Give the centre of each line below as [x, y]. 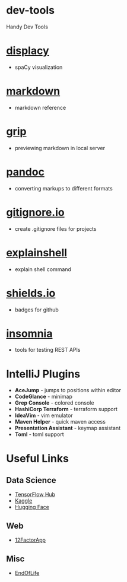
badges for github [37, 310]
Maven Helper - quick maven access [60, 422]
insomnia [29, 333]
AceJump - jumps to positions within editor [68, 390]
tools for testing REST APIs [47, 350]
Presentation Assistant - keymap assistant [67, 428]
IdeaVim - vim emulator [44, 415]
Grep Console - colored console [54, 403]
